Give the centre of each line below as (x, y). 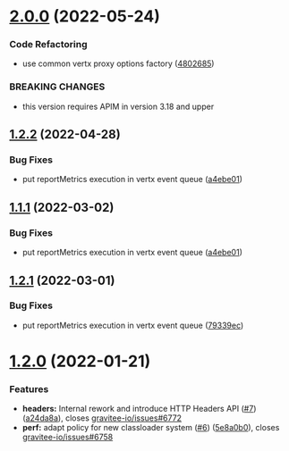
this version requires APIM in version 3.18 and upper (118, 106)
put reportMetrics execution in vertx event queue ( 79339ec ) (133, 325)
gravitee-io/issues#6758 (68, 437)
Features (29, 388)
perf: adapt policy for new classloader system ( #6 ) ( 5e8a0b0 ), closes (151, 428)
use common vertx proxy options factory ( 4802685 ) (118, 63)
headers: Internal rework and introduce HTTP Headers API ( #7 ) (139, 409)
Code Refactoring (48, 45)
